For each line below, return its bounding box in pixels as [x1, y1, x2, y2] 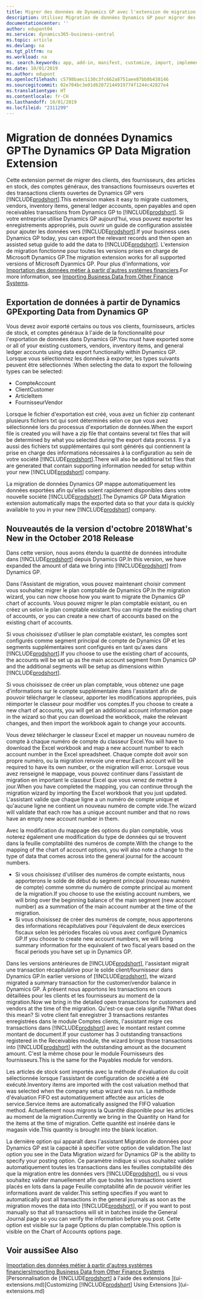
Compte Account [14, 379, 56, 387]
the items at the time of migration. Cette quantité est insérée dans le [6, 1119, 175, 1127]
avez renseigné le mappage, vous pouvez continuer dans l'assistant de [6, 770, 183, 778]
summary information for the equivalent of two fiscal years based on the [14, 942, 195, 949]
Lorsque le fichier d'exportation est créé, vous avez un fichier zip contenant [6, 410, 195, 418]
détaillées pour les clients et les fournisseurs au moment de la [6, 992, 161, 999]
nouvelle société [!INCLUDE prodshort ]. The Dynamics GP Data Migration [6, 493, 186, 501]
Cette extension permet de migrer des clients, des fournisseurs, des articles [6, 176, 195, 184]
